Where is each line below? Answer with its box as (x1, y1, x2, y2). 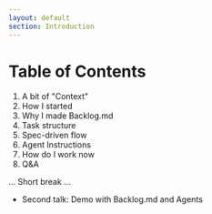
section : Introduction (8, 22, 95, 31)
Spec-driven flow (21, 129, 87, 141)
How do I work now (21, 149, 95, 160)
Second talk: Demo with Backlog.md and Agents (21, 194, 204, 205)
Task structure (21, 120, 76, 131)
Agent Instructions (21, 139, 92, 150)
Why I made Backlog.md (21, 110, 114, 121)
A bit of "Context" (21, 91, 89, 102)
